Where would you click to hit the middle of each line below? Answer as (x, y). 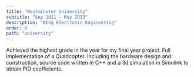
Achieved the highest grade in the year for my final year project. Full (88, 50)
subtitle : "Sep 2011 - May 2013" (47, 17)
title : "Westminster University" (47, 11)
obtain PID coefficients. (34, 69)
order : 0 (17, 28)
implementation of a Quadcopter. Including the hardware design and (89, 56)
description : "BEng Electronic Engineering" (61, 22)
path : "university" (30, 34)
